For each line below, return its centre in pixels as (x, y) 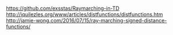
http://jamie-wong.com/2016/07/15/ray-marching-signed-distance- (86, 20)
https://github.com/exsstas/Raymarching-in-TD (63, 8)
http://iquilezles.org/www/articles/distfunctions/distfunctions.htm (84, 14)
